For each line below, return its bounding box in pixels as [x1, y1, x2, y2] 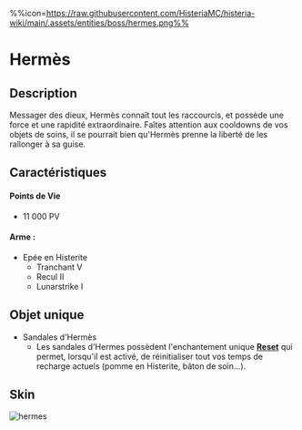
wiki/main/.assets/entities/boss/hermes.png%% [9, 17, 189, 28]
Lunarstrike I [35, 281, 84, 292]
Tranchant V [35, 261, 83, 272]
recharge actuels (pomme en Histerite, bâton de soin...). [35, 360, 247, 372]
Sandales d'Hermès [22, 332, 97, 343]
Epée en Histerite [22, 251, 88, 262]
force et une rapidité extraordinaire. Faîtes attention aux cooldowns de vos [9, 119, 288, 130]
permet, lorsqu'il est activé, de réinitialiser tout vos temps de [35, 351, 264, 362]
